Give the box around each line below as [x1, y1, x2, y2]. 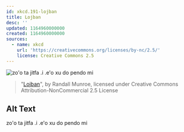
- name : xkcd [11, 42, 44, 48]
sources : [6, 36, 28, 42]
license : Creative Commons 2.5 [17, 53, 94, 59]
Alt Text [6, 104, 36, 114]
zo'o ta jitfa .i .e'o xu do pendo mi [6, 120, 88, 127]
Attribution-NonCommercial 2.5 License [20, 86, 119, 94]
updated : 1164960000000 [6, 25, 65, 31]
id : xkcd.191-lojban [6, 8, 58, 15]
